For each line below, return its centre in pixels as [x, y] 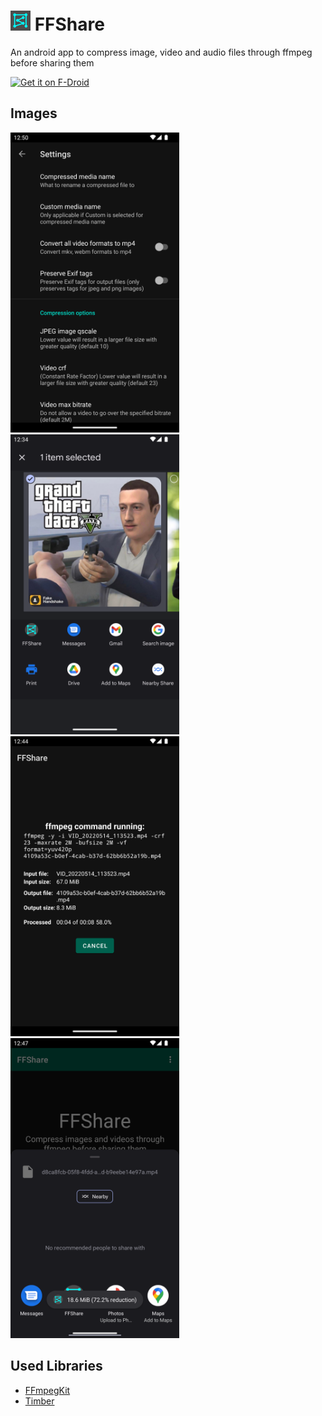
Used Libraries [56, 1366]
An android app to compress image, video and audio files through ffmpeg [161, 52]
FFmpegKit [47, 1390]
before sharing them [52, 62]
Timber [39, 1401]
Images [34, 113]
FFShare [69, 24]
